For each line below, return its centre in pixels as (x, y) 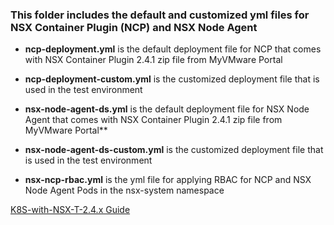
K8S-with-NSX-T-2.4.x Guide (70, 210)
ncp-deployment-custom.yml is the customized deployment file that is (172, 79)
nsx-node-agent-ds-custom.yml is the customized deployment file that (174, 150)
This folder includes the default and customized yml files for (160, 15)
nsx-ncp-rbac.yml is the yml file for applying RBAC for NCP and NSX (168, 180)
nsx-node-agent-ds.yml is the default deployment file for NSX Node (167, 109)
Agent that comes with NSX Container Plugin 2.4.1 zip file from (153, 120)
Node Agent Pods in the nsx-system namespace (124, 190)
